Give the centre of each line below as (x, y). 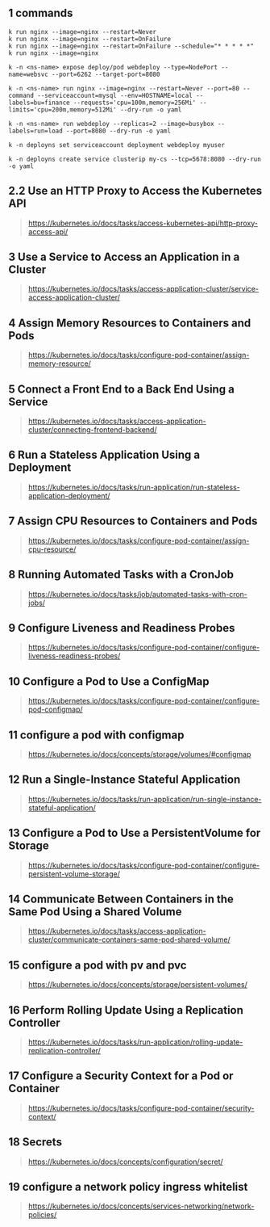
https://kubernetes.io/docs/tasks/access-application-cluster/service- (143, 289)
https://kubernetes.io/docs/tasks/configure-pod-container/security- (141, 1108)
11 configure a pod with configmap (96, 735)
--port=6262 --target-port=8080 (106, 74)
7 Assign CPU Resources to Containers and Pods (133, 521)
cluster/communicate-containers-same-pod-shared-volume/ (129, 939)
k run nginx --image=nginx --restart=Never (83, 32)
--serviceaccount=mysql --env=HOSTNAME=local (115, 95)
